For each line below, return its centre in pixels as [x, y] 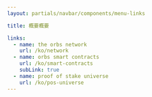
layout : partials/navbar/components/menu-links [76, 13]
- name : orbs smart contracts [56, 57]
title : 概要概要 [28, 26]
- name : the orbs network [50, 44]
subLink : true [39, 70]
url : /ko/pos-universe [52, 83]
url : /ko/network [44, 51]
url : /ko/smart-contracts [56, 64]
